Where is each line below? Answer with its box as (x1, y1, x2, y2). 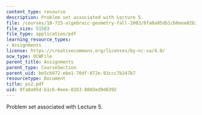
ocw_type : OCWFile (6, 53, 52, 59)
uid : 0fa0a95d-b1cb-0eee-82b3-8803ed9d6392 (6, 87, 117, 93)
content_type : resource (6, 8, 66, 15)
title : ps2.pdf (6, 81, 44, 87)
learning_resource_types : (6, 37, 71, 43)
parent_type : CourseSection (6, 64, 77, 71)
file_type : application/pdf (6, 31, 77, 37)
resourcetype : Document (6, 75, 66, 81)
